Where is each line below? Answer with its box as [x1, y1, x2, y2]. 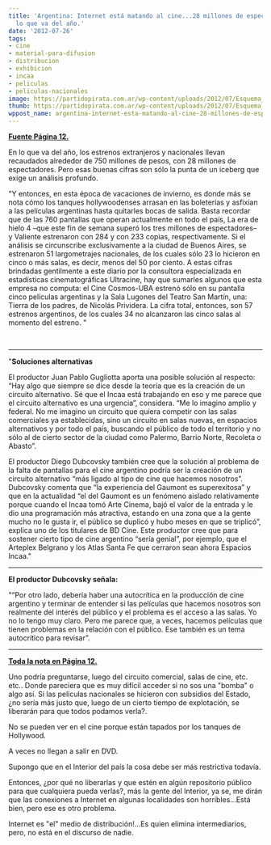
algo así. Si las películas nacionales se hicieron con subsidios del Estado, [8, 689, 252, 699]
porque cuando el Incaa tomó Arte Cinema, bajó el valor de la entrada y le [8, 500, 254, 509]
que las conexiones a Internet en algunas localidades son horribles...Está [8, 795, 251, 805]
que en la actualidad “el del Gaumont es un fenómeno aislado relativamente [8, 491, 260, 501]
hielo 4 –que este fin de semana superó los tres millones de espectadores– [8, 223, 257, 233]
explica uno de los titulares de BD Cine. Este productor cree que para [8, 526, 239, 534]
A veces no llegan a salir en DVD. [8, 746, 119, 756]
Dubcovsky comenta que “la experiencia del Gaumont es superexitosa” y [8, 483, 251, 492]
